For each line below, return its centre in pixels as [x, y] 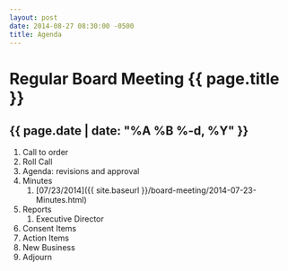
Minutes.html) [61, 200]
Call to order [45, 153]
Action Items [46, 238]
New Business [49, 248]
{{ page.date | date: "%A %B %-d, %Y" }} [129, 131]
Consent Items [49, 229]
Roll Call [37, 162]
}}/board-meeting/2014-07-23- [199, 190]
